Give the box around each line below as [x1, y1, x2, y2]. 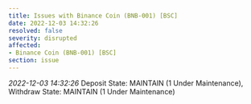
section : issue [8, 57, 60, 65]
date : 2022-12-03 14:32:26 [8, 19, 99, 27]
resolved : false [8, 26, 63, 34]
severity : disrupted [8, 34, 78, 42]
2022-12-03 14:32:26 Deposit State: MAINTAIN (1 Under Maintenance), [8, 78, 244, 88]
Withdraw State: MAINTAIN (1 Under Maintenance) [8, 86, 175, 96]
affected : [8, 42, 42, 50]
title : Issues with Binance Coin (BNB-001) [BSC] [8, 11, 179, 20]
